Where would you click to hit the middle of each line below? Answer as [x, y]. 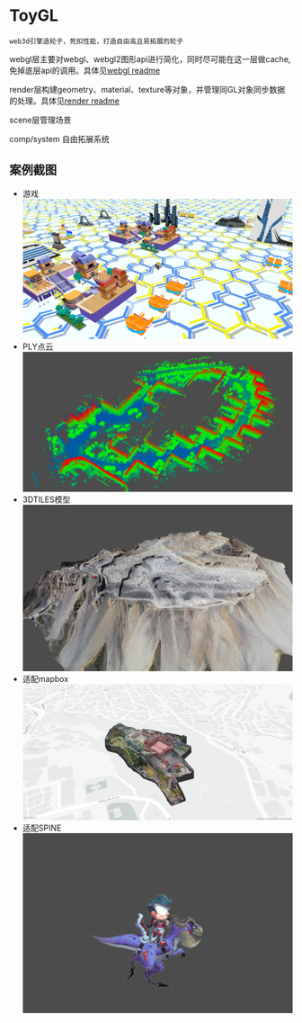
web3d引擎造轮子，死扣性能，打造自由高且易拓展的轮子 [97, 41]
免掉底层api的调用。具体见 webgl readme [84, 70]
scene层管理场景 [40, 120]
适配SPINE [42, 828]
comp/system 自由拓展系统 [59, 139]
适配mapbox [45, 679]
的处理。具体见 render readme [64, 101]
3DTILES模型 [46, 499]
